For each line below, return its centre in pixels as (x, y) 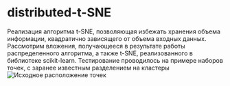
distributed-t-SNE (59, 13)
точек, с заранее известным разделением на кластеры (88, 68)
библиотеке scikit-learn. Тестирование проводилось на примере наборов (115, 60)
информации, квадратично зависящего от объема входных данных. (107, 38)
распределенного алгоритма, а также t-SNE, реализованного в (100, 53)
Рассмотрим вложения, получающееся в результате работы (96, 46)
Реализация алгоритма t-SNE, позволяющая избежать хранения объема (114, 31)
